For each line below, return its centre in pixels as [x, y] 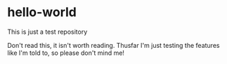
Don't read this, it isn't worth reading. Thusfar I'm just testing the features [113, 45]
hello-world [42, 12]
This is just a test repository [47, 32]
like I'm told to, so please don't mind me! [66, 53]
